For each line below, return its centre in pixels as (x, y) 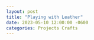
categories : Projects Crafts (42, 28)
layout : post (22, 11)
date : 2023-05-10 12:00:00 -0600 (47, 22)
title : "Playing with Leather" (45, 17)
